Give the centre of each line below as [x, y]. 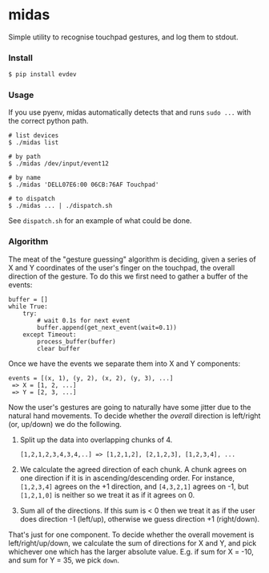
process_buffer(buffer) [76, 341]
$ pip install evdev [43, 75]
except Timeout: [50, 335]
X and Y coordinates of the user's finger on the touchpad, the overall [122, 267]
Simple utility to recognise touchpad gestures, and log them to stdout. [123, 37]
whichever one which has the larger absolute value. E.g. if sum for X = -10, [131, 551]
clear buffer [59, 348]
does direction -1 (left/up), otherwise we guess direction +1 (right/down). [140, 518]
